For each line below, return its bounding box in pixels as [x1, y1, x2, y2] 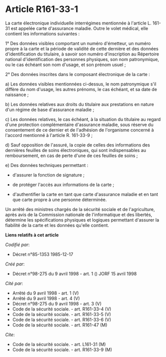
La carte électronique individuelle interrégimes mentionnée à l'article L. [5, 20, 151, 26]
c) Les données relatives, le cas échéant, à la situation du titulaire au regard [5, 116, 161, 122]
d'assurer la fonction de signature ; [12, 171, 85, 178]
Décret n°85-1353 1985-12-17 [12, 251, 73, 257]
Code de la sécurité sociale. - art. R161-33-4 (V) [12, 306, 111, 312]
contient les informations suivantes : [5, 30, 80, 36]
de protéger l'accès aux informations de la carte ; [12, 181, 114, 187]
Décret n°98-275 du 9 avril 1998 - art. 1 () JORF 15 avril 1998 [12, 270, 137, 276]
